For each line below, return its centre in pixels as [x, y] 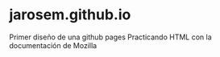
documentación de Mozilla [53, 45]
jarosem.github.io [70, 15]
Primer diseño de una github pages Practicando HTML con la [110, 37]
